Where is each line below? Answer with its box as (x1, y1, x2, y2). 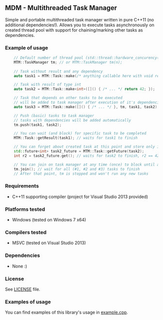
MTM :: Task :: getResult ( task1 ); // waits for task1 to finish (14, 135, 138, 140)
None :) (12, 263, 28, 269)
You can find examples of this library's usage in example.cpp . (5, 309, 128, 315)
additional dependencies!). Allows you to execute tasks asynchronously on (5, 22, 154, 28)
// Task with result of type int (14, 82, 81, 87)
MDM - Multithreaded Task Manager (5, 4, 117, 12)
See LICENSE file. (5, 286, 40, 292)
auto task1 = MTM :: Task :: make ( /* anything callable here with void (14, 73, 153, 78)
